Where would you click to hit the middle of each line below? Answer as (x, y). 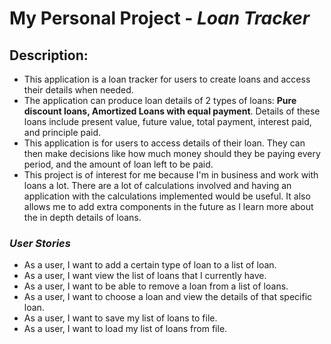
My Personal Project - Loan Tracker (160, 18)
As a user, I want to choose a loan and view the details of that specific (168, 297)
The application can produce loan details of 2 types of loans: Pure (160, 100)
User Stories (40, 243)
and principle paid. (62, 132)
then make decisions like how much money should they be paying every (172, 153)
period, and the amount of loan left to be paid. (118, 164)
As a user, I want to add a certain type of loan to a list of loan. (150, 265)
